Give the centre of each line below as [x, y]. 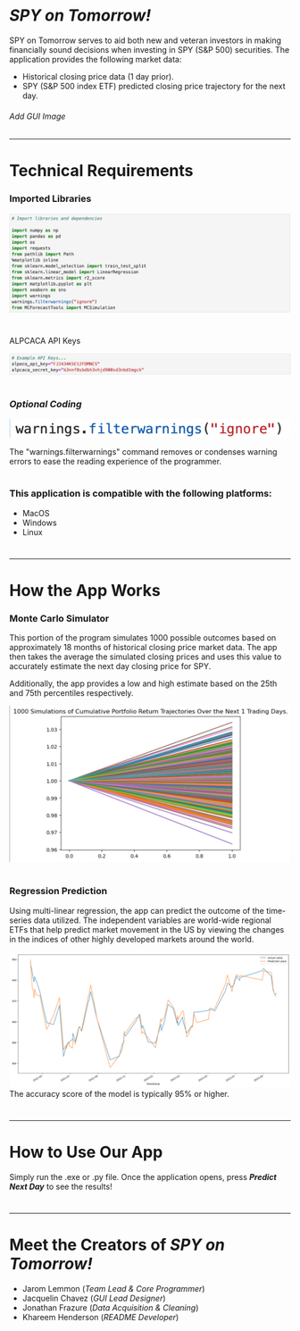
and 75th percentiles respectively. [71, 693]
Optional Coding [46, 405]
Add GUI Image [37, 116]
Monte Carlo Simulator [59, 618]
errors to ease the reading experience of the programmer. [115, 462]
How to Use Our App [86, 1152]
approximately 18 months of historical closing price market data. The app [143, 648]
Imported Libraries [50, 199]
